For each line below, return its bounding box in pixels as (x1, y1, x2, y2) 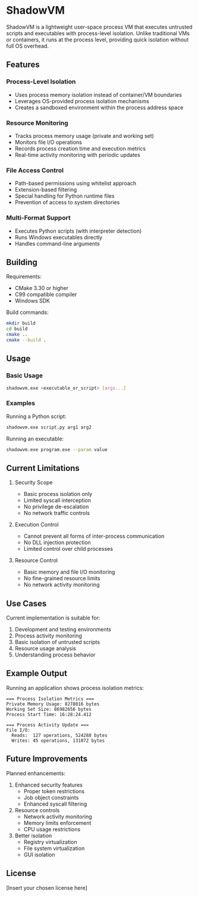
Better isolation (14, 832, 52, 839)
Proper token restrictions (23, 787, 85, 794)
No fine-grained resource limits (23, 575, 100, 582)
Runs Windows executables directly (14, 233, 103, 241)
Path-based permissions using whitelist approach (14, 180, 137, 187)
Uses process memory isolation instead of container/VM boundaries (14, 91, 183, 98)
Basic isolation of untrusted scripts (14, 639, 100, 646)
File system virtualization (23, 844, 85, 852)
